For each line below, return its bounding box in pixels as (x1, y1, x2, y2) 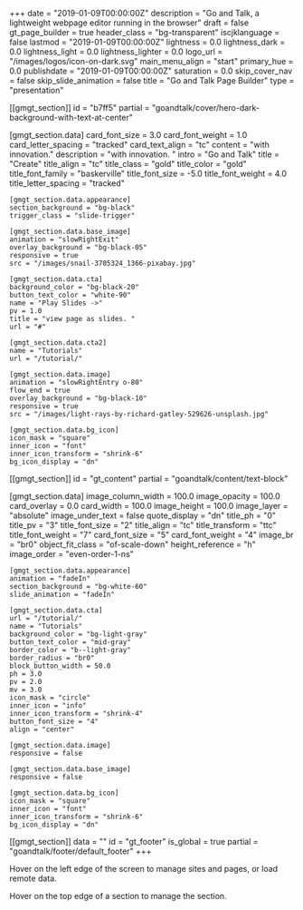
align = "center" (9, 725, 75, 734)
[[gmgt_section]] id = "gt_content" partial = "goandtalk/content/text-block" (9, 474, 289, 484)
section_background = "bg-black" (9, 203, 136, 212)
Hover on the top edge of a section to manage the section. (9, 891, 228, 901)
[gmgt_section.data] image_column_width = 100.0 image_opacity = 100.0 (9, 491, 280, 502)
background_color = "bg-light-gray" (9, 630, 147, 639)
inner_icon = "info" (9, 701, 88, 710)
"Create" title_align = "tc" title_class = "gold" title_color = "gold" (9, 159, 247, 169)
